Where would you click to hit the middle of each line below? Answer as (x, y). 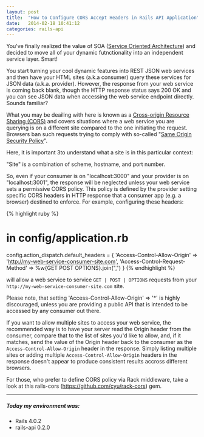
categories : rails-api (35, 29)
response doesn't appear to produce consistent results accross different (97, 362)
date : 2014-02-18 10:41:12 (43, 23)
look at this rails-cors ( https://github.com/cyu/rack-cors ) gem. (84, 386)
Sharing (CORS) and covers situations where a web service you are (90, 122)
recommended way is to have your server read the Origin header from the (99, 329)
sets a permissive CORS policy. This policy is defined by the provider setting (102, 189)
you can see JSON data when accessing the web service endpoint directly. (100, 97)
